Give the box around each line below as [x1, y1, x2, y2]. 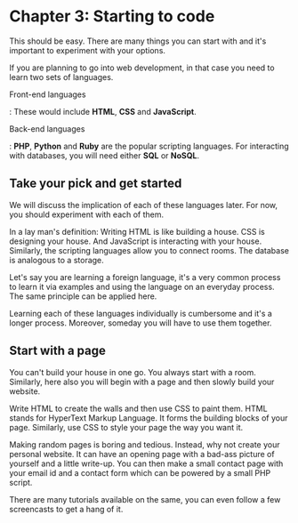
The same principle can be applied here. [9, 291, 157, 302]
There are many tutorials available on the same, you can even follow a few [9, 494, 281, 504]
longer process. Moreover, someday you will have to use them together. [9, 318, 272, 328]
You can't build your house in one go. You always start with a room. [9, 366, 256, 377]
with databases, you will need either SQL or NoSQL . [9, 149, 200, 161]
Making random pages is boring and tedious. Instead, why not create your [9, 439, 280, 450]
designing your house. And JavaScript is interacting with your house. [9, 236, 262, 246]
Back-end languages [9, 123, 85, 134]
